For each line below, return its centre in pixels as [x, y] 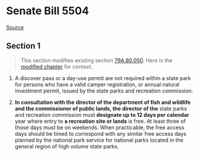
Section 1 [23, 46]
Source [15, 27]
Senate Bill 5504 [48, 11]
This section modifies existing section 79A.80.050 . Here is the [97, 60]
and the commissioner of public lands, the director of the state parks [101, 109]
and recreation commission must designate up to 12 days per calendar [102, 114]
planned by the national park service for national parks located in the [99, 140]
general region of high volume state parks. [67, 146]
